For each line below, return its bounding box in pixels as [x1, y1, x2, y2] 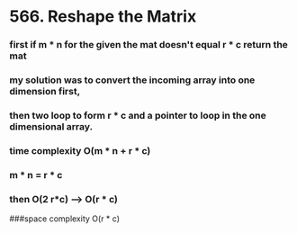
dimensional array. [9, 120, 93, 132]
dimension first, [9, 85, 81, 98]
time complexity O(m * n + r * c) [9, 144, 151, 157]
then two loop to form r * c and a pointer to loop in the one [9, 109, 267, 121]
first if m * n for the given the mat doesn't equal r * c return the [9, 39, 288, 51]
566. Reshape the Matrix [9, 6, 197, 27]
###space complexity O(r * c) [9, 213, 120, 224]
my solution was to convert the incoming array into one [9, 74, 256, 86]
